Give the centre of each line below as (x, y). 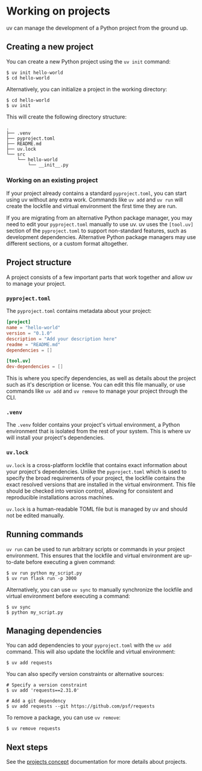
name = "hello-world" (33, 328)
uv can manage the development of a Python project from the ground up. (97, 28)
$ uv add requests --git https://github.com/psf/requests (80, 706)
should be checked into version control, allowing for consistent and (90, 491)
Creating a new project (50, 47)
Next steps (27, 747)
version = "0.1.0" (29, 333)
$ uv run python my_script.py (44, 573)
